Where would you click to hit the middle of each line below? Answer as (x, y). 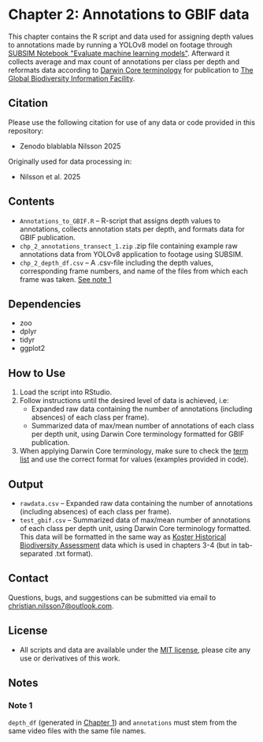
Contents (31, 202)
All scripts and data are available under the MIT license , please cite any (135, 650)
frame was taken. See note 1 (65, 279)
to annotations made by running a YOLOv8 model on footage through (120, 44)
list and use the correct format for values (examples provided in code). (134, 459)
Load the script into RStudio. (66, 392)
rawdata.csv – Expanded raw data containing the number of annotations (136, 503)
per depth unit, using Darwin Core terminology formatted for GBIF (138, 434)
